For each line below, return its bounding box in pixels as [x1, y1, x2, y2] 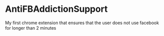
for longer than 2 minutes [5, 25, 56, 31]
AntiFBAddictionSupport [5, 3, 108, 15]
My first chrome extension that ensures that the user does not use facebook [5, 20, 159, 26]
